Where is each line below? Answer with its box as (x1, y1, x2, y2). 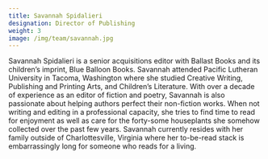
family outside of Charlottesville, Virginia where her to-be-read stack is (8, 133, 245, 143)
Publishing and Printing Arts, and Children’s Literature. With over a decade (8, 82, 255, 92)
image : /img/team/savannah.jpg (8, 34, 114, 43)
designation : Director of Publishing (8, 19, 136, 27)
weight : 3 (8, 26, 42, 35)
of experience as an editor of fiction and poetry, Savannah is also (8, 90, 225, 100)
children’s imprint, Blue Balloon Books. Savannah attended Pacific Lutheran (8, 65, 258, 75)
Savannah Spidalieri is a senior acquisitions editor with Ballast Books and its (8, 56, 261, 66)
